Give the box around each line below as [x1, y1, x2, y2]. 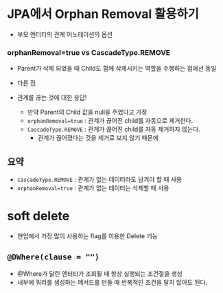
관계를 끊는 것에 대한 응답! [16, 93, 87, 102]
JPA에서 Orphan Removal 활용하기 [7, 6, 199, 22]
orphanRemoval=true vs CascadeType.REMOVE [7, 47, 171, 57]
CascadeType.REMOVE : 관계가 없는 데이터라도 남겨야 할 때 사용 [16, 176, 183, 184]
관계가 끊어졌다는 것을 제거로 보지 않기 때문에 [37, 134, 159, 142]
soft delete [7, 209, 70, 224]
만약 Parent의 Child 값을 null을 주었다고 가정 [27, 108, 148, 117]
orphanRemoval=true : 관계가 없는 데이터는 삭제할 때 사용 [16, 184, 169, 192]
